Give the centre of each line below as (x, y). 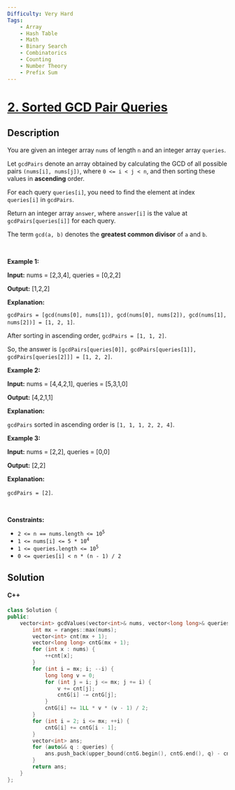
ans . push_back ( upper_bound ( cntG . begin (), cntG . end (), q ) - (132, 754)
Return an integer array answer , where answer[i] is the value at (97, 213)
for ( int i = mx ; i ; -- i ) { (73, 669)
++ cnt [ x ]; (59, 656)
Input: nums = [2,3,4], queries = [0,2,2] (64, 275)
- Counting (36, 60)
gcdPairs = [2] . (30, 493)
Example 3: (24, 438)
